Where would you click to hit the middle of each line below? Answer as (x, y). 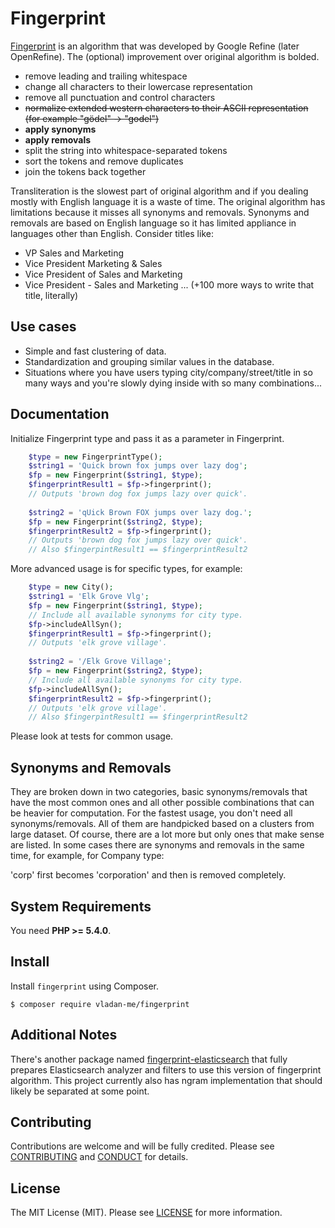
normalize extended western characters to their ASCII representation (166, 108)
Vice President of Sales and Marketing (103, 274)
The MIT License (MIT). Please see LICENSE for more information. (146, 1213)
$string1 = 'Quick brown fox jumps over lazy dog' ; (138, 466)
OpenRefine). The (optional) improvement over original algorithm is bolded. (165, 56)
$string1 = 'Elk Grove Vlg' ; (89, 597)
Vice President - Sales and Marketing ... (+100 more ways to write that (169, 284)
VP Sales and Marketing (74, 253)
